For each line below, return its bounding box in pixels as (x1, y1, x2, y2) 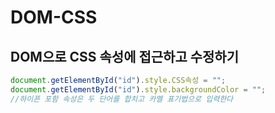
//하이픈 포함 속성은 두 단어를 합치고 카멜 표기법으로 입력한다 (10, 94, 234, 104)
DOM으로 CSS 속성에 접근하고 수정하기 (10, 48, 239, 65)
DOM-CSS (10, 6, 98, 29)
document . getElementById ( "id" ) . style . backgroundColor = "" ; (10, 84, 267, 95)
